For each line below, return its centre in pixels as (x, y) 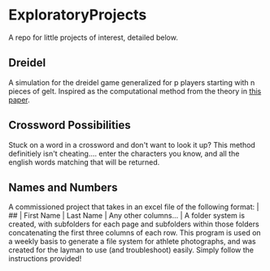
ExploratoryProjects (78, 15)
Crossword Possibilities (70, 125)
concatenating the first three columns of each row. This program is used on (135, 233)
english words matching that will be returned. (84, 162)
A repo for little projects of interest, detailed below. (94, 37)
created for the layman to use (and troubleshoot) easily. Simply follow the (131, 250)
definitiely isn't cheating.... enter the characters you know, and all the (124, 153)
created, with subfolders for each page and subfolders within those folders (134, 224)
